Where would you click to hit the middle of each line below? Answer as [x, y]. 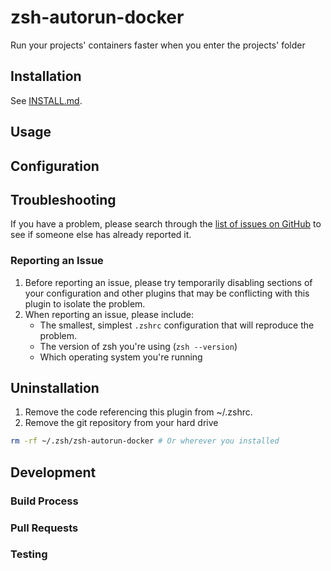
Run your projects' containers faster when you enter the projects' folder [158, 45]
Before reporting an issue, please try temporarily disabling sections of [168, 282]
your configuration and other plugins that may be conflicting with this [167, 293]
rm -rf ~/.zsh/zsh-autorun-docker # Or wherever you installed [145, 441]
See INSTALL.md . [46, 100]
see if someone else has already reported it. [101, 235]
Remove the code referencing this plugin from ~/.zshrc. [138, 412]
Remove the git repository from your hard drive [121, 423]
